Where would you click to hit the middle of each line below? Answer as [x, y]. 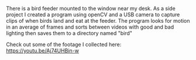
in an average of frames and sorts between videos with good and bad [90, 27]
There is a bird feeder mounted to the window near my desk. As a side [91, 8]
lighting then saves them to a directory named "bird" [69, 33]
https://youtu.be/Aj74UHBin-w [42, 51]
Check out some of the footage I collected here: [64, 44]
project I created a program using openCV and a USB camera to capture [93, 15]
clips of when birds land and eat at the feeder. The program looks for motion [98, 21]
